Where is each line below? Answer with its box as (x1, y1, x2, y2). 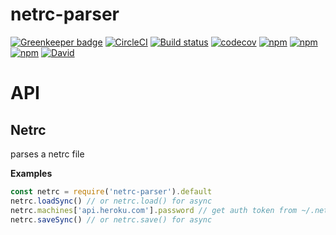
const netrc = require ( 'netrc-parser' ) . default (10, 186, 213, 197)
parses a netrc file (10, 148, 85, 160)
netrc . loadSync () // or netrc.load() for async (10, 196, 213, 206)
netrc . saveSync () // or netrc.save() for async (10, 214, 213, 225)
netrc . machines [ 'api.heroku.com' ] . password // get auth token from (10, 205, 298, 215)
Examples (10, 167, 53, 179)
